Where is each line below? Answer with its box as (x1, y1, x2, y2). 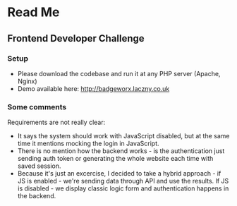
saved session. (17, 162, 61, 170)
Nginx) (17, 77, 37, 85)
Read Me (7, 4, 60, 20)
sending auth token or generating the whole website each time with (17, 154, 214, 163)
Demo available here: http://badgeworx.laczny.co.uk (17, 84, 170, 92)
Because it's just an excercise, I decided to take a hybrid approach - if (17, 169, 221, 178)
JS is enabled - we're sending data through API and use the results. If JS (17, 177, 229, 186)
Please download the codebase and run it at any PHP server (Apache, (17, 69, 221, 78)
